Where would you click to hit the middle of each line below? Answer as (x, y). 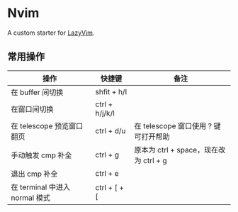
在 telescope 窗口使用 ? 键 (177, 125)
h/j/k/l (105, 113)
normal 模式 (31, 198)
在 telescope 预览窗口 (47, 125)
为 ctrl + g (151, 160)
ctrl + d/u (110, 130)
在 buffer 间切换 (37, 92)
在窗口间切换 (33, 109)
